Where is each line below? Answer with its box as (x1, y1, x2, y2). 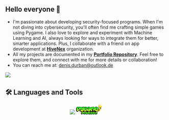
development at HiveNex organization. (12, 45, 94, 52)
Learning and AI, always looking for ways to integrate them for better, (12, 35, 159, 41)
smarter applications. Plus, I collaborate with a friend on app (12, 40, 139, 46)
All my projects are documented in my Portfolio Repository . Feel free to (12, 51, 164, 57)
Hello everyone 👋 (5, 5, 61, 14)
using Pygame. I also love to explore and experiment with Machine (12, 29, 152, 36)
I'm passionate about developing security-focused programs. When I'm (12, 18, 163, 25)
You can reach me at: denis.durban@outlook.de (12, 62, 113, 68)
